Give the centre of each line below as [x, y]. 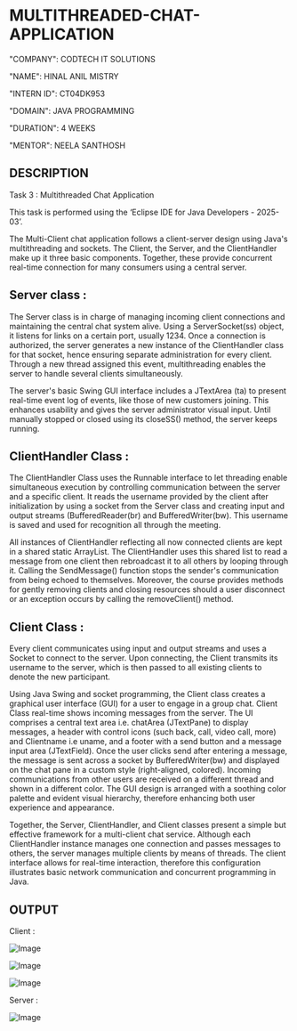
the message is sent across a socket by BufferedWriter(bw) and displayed [144, 760]
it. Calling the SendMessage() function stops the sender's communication [144, 571]
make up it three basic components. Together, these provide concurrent [141, 257]
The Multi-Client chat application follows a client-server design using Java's [149, 239]
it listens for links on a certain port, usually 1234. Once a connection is [138, 336]
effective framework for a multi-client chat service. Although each [130, 834]
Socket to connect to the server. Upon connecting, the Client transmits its [144, 658]
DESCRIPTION [49, 173]
